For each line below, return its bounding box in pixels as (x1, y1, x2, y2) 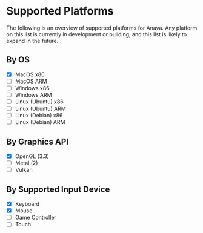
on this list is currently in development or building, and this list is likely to (6, 30, 187, 38)
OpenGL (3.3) (15, 153, 50, 160)
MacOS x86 (15, 71, 45, 78)
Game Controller (15, 214, 56, 222)
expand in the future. (6, 37, 59, 44)
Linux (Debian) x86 (15, 112, 63, 119)
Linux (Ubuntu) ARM (15, 105, 67, 113)
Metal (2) (15, 159, 38, 167)
